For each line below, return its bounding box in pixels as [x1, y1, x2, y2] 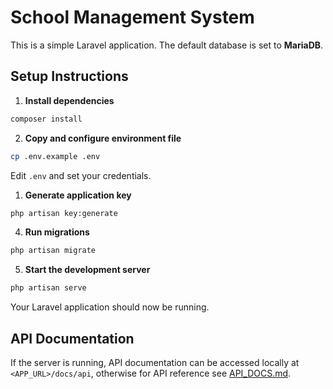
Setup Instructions [10, 68, 129, 85]
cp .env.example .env [10, 151, 101, 161]
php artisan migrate [10, 246, 97, 256]
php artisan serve [10, 283, 87, 293]
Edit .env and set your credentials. [10, 169, 152, 181]
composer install [10, 114, 83, 124]
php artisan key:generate [10, 208, 118, 218]
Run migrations [24, 226, 90, 238]
